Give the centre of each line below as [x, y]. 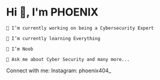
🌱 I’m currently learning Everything [53, 38]
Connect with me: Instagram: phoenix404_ [59, 70]
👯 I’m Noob [20, 49]
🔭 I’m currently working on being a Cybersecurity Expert [80, 28]
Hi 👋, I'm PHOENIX [52, 12]
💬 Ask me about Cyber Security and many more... [68, 59]
